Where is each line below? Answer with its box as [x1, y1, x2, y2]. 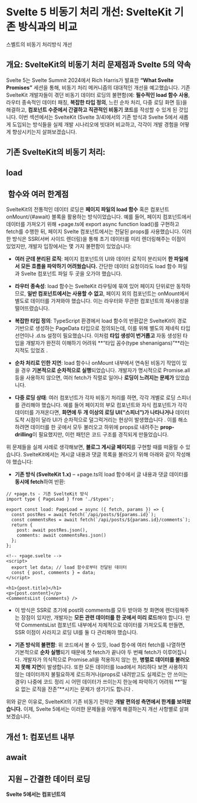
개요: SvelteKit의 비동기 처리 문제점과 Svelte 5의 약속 [6, 60, 191, 70]
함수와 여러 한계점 [8, 189, 69, 199]
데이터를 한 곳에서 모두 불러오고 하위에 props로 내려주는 [30, 423, 159, 431]
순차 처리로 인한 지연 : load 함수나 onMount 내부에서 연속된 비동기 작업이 [14, 360, 181, 367]
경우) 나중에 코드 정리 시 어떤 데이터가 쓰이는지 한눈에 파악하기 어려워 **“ [14, 678, 182, 686]
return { [11, 522, 33, 528]
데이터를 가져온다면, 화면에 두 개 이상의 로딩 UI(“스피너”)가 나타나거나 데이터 [14, 409, 190, 416]
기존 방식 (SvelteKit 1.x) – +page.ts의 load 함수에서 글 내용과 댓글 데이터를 [14, 471, 189, 478]
